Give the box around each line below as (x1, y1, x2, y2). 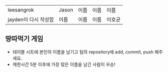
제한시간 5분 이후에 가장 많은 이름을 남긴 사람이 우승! (12, 61, 115, 67)
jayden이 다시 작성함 (8, 16, 54, 23)
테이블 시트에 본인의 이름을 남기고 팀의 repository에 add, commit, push (12, 48, 154, 54)
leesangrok (8, 6, 34, 13)
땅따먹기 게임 (5, 34, 44, 43)
